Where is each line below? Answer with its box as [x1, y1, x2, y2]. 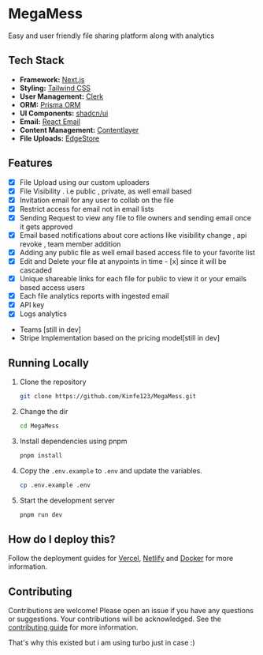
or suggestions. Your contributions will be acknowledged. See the [8, 614, 222, 624]
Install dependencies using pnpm [19, 436, 128, 446]
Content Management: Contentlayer [19, 125, 139, 134]
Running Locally [8, 356, 89, 370]
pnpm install [19, 451, 63, 459]
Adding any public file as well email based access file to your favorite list [19, 247, 256, 257]
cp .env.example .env [19, 481, 91, 489]
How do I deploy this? [8, 533, 116, 546]
